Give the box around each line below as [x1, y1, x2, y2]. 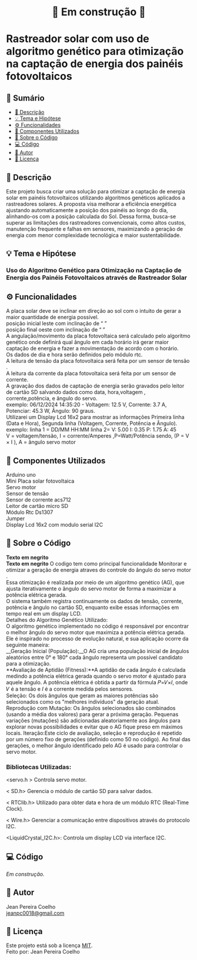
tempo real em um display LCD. [6, 610, 82, 617]
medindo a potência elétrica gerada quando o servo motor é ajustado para [6, 673, 186, 680]
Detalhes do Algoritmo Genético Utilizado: [6, 616, 108, 623]
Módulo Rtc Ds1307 [6, 509, 54, 516]
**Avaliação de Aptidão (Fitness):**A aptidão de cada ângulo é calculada [6, 666, 186, 673]
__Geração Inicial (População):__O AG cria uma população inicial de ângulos [6, 647, 189, 654]
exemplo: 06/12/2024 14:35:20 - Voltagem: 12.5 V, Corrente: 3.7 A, [6, 401, 167, 408]
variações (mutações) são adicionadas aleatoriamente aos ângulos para [6, 717, 181, 724]
